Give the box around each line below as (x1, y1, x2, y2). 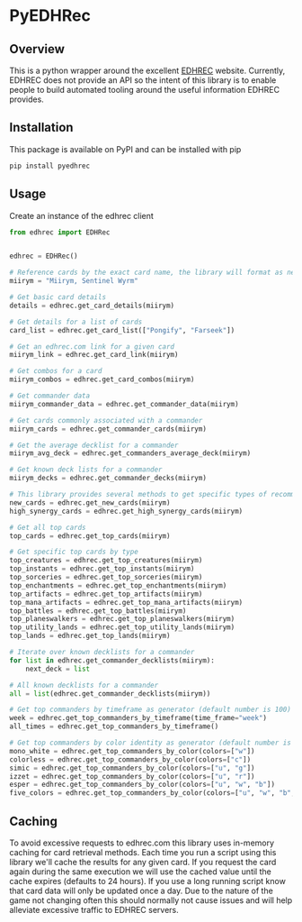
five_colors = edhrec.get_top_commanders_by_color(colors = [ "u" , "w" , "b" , (9, 789, 296, 798)
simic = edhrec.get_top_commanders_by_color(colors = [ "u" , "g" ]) (9, 763, 255, 772)
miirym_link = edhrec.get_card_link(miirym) (9, 351, 179, 360)
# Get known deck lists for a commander (9, 465, 164, 474)
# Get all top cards (9, 523, 87, 532)
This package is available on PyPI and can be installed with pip (9, 143, 242, 154)
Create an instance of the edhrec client (9, 210, 155, 221)
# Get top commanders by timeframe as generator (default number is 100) (9, 705, 292, 715)
